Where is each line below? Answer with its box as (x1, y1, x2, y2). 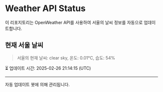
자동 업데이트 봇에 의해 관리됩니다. (5, 81, 70, 87)
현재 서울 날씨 (5, 41, 44, 49)
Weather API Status (5, 3, 86, 14)
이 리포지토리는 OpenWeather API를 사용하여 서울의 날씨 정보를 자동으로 (5, 19, 143, 25)
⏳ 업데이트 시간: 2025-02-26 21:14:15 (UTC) (5, 65, 91, 71)
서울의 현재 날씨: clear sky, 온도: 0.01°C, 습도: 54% (16, 55, 115, 61)
